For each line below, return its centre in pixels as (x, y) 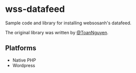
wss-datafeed (35, 9)
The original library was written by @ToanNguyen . (57, 32)
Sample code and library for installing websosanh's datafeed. (68, 23)
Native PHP (24, 60)
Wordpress (24, 65)
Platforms (21, 48)
